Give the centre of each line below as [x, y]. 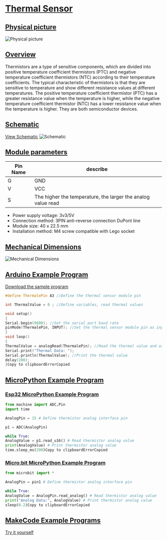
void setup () [19, 314]
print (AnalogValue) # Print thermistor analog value [61, 445]
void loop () [17, 337]
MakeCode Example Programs [53, 520]
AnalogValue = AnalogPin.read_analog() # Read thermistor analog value [81, 496]
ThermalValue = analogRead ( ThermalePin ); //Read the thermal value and [81, 346]
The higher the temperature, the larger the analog [92, 197]
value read [47, 203]
